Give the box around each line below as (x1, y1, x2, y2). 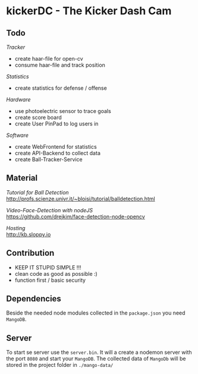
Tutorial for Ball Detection (6, 188, 70, 196)
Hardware (6, 96, 31, 103)
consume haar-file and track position (14, 61, 106, 68)
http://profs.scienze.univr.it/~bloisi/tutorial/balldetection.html (6, 195, 156, 202)
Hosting (6, 224, 26, 231)
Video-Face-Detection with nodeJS (6, 206, 93, 213)
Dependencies (6, 294, 61, 304)
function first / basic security (14, 276, 86, 284)
